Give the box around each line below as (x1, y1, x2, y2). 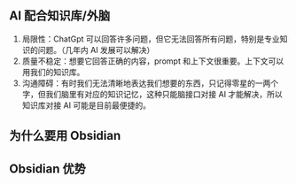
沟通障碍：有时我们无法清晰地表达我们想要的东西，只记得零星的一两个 (21, 78, 279, 88)
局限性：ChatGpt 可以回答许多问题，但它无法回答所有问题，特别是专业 (21, 34, 281, 44)
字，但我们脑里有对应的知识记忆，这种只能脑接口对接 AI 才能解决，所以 (21, 88, 284, 99)
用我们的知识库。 (21, 66, 85, 77)
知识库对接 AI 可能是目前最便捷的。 (21, 100, 152, 111)
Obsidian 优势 (9, 161, 87, 176)
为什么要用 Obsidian (9, 128, 121, 143)
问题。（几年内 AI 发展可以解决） (37, 44, 155, 55)
